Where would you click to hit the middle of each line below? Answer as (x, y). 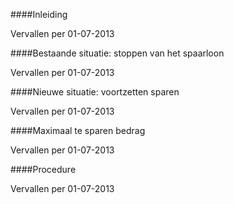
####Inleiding (39, 14)
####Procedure (43, 169)
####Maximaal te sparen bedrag (78, 130)
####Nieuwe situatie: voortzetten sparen (95, 92)
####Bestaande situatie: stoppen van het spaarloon (117, 53)
